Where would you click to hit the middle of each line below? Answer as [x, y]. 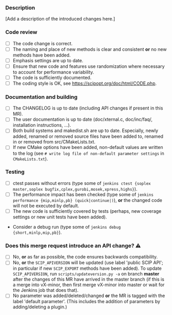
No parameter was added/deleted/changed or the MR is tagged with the [89, 296]
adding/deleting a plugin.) [40, 307]
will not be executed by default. [46, 206]
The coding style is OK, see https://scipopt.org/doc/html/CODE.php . [85, 83]
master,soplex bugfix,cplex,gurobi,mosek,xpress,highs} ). [75, 189]
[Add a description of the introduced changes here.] [60, 19]
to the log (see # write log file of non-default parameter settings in [89, 153]
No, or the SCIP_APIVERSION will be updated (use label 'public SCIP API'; [88, 263]
